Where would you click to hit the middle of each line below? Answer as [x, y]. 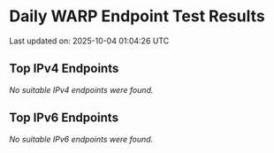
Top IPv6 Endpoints [64, 118]
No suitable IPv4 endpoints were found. [81, 89]
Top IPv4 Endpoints [64, 69]
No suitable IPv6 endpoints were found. [81, 139]
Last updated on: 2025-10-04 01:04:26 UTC [89, 41]
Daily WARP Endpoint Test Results [137, 16]
